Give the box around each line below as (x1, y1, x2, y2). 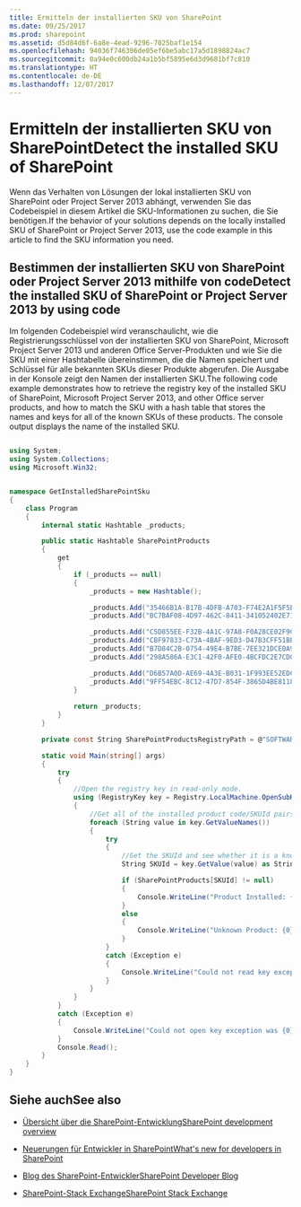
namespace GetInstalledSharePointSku (9, 487, 150, 496)
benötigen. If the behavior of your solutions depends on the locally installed (9, 214, 286, 225)
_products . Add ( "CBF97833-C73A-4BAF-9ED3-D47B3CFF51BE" (89, 636, 298, 645)
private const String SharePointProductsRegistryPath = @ (41, 735, 262, 744)
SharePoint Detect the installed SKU (9, 137, 279, 158)
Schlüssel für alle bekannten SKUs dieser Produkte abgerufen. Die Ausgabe (9, 364, 289, 375)
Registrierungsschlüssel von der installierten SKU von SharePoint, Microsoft (9, 336, 289, 346)
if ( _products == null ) (73, 570, 163, 579)
